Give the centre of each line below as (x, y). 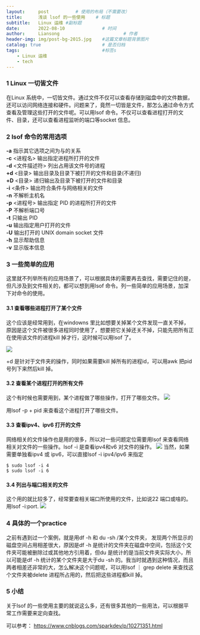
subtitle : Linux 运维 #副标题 (44, 23)
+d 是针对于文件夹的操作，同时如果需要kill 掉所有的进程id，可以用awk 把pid (99, 361)
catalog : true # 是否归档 (66, 45)
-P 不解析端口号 (26, 210)
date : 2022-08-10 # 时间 (61, 28)
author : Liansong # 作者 (72, 34)
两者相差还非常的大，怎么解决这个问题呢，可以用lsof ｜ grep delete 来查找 (97, 567)
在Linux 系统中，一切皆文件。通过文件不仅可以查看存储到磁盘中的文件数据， (100, 97)
